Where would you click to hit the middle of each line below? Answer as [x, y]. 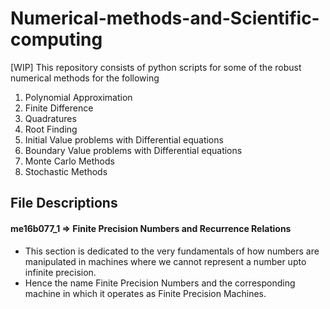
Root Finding [51, 129]
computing [56, 39]
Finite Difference [59, 108]
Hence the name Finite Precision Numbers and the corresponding [160, 283]
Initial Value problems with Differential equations [124, 139]
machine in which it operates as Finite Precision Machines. [145, 293]
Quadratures [50, 118]
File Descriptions [64, 203]
